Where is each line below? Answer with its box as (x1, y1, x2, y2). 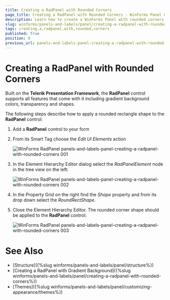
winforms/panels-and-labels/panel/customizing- (50, 283, 152, 290)
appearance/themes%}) (12, 289, 63, 295)
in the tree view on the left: (12, 166, 69, 172)
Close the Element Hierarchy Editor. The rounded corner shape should (12, 206, 159, 213)
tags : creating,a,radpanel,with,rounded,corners (5, 26, 110, 32)
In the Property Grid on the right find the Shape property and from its (12, 191, 157, 197)
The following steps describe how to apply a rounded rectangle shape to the (5, 110, 164, 117)
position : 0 (5, 36, 30, 41)
